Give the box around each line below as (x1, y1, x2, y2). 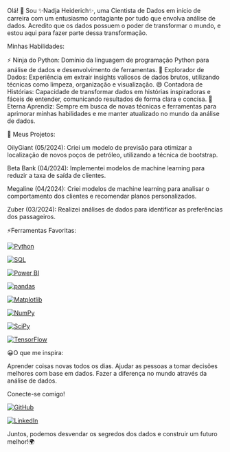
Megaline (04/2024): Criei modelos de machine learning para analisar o (7, 185, 209, 192)
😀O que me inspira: (7, 349, 64, 357)
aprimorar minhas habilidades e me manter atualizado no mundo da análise (7, 110, 220, 117)
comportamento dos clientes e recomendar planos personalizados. (7, 192, 197, 200)
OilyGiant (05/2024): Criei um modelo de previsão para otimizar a (7, 144, 192, 151)
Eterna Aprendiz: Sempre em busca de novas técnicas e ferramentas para (7, 102, 217, 110)
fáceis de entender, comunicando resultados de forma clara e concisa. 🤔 (7, 95, 213, 103)
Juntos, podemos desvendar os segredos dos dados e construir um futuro (7, 430, 218, 438)
